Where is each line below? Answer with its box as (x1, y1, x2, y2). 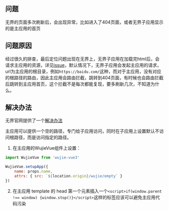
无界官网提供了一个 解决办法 (5, 118, 63, 124)
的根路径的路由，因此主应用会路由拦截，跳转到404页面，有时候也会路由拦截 (5, 74, 163, 80)
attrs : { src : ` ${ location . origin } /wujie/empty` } (14, 174, 123, 179)
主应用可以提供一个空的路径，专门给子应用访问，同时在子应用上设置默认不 (5, 128, 159, 134)
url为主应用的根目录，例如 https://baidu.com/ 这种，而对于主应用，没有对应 (5, 68, 162, 74)
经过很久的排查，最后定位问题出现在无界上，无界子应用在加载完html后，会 (5, 56, 160, 62)
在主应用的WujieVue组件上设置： (12, 145, 81, 151)
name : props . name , (14, 169, 53, 174)
